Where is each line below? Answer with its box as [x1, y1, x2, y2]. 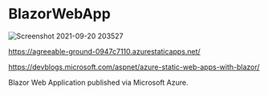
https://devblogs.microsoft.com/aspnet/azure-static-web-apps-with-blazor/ [8, 61, 260, 72]
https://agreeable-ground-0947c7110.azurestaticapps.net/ [8, 46, 201, 56]
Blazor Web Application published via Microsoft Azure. [8, 77, 189, 87]
